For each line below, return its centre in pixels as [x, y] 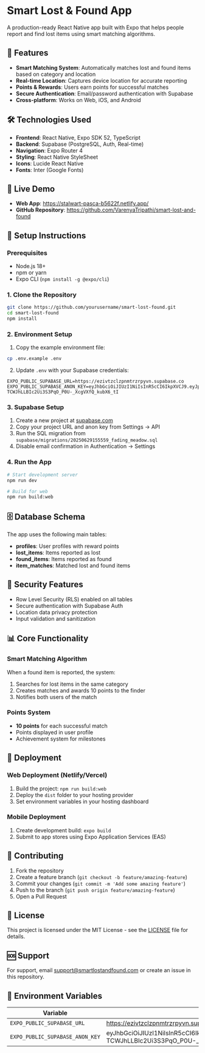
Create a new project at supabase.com [64, 421]
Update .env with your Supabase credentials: [72, 370]
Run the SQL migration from [50, 433]
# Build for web [27, 491]
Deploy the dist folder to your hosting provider [75, 795]
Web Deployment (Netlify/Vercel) [57, 775]
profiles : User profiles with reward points [67, 546]
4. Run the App [30, 462]
